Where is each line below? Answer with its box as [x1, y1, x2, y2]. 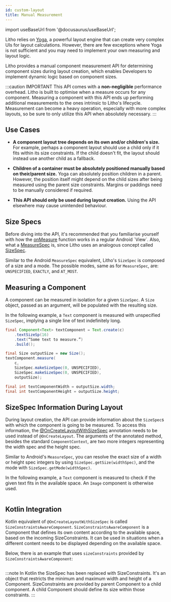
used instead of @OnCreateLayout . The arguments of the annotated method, [5, 433, 163, 439]
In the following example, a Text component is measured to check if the [5, 475, 156, 481]
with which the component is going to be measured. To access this [5, 422, 146, 428]
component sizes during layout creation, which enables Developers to [5, 68, 152, 74]
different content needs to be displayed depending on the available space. [5, 540, 162, 547]
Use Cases [5, 125, 40, 134]
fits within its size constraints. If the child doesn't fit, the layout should [12, 150, 160, 156]
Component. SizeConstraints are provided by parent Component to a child [5, 581, 161, 587]
